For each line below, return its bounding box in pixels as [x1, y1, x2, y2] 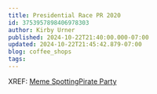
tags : [8, 56, 26, 63]
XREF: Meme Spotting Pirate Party [8, 76, 117, 86]
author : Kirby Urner [8, 26, 76, 34]
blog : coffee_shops [8, 48, 72, 56]
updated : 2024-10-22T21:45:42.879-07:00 [8, 41, 143, 49]
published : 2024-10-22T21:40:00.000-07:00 [8, 33, 149, 42]
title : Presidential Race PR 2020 [8, 11, 122, 20]
